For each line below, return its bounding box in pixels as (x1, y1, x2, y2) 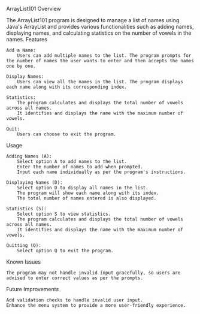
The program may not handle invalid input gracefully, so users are (6, 270, 181, 276)
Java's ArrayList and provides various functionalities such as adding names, (6, 23, 194, 30)
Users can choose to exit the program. (17, 131, 117, 137)
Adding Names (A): (6, 153, 52, 159)
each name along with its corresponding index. (6, 84, 128, 90)
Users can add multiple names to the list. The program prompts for (17, 53, 192, 59)
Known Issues (6, 258, 41, 265)
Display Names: (6, 74, 44, 80)
